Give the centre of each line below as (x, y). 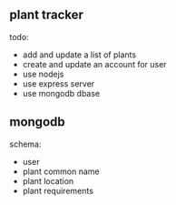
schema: (25, 144)
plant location (48, 180)
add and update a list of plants (79, 55)
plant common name (61, 171)
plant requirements (58, 190)
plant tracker (47, 15)
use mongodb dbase (61, 93)
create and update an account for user (94, 64)
